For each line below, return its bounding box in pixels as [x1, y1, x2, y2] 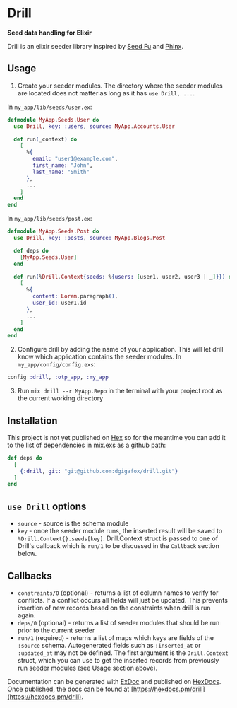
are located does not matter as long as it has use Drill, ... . [17, 88, 195, 97]
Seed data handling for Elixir [7, 28, 92, 37]
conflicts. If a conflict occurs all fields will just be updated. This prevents [17, 596, 228, 604]
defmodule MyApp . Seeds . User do [7, 116, 99, 123]
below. [17, 550, 37, 558]
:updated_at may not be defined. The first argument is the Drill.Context [17, 649, 229, 657]
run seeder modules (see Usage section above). [17, 663, 158, 672]
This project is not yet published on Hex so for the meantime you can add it [7, 433, 226, 441]
